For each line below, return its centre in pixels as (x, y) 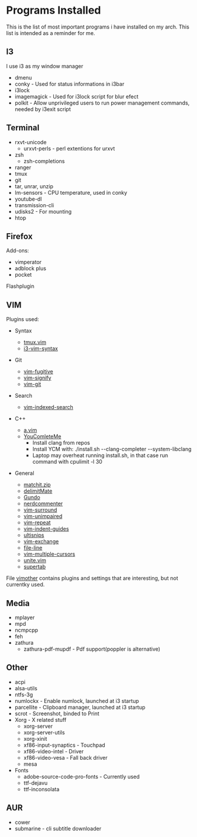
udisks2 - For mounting (43, 211)
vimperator (28, 262)
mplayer (25, 617)
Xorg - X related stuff (41, 719)
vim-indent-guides (46, 529)
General (24, 473)
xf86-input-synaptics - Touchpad (64, 745)
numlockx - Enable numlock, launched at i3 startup (77, 700)
